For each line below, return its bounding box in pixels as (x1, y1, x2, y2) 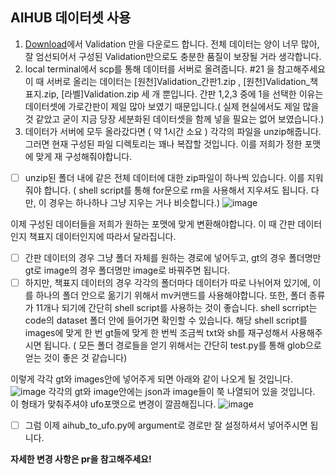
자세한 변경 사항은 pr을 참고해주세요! (10, 453, 152, 465)
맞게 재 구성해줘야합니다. (35, 150, 133, 162)
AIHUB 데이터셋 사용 (10, 9, 132, 27)
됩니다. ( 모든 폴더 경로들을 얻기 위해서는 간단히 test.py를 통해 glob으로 (43, 339, 322, 351)
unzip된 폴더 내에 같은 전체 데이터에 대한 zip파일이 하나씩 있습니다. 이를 (24, 171, 305, 183)
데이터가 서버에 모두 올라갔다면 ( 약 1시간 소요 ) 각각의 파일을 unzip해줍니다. (24, 125, 322, 137)
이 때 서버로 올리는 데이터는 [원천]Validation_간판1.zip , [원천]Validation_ (24, 75, 311, 87)
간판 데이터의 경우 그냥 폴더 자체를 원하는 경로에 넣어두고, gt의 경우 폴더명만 (24, 251, 322, 263)
